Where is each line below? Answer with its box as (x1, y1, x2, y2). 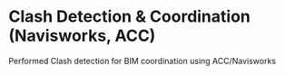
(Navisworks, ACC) (8, 25, 156, 46)
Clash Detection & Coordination (8, 6, 251, 27)
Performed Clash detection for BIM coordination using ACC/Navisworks (8, 55, 277, 66)
